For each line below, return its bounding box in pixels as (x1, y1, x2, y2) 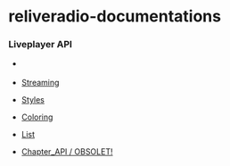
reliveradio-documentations (8, 6, 222, 27)
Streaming (21, 77, 60, 87)
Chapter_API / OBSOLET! (21, 145, 113, 157)
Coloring (21, 112, 53, 122)
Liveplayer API (8, 38, 73, 51)
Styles (21, 94, 45, 104)
